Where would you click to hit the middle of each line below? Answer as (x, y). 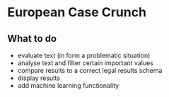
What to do (32, 39)
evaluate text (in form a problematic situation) (84, 55)
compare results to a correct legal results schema (90, 70)
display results (39, 78)
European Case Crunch (77, 12)
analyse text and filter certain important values (86, 63)
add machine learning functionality (68, 85)
